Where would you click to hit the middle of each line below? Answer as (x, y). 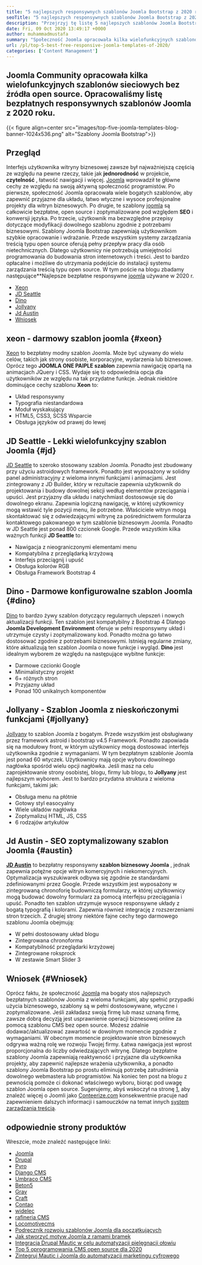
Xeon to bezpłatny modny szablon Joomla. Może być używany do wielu (95, 353)
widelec (25, 1211)
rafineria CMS (32, 1217)
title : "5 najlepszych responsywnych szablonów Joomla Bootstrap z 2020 (99, 12)
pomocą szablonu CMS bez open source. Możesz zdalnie (78, 1025)
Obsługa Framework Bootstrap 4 (55, 573)
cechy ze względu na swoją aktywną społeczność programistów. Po (91, 187)
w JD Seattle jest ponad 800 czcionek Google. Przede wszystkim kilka (93, 529)
